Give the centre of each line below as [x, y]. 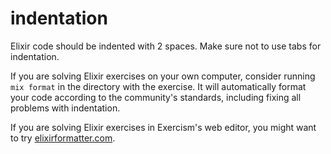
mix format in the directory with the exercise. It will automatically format [158, 86]
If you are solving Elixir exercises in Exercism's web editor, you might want [163, 127]
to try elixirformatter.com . [63, 138]
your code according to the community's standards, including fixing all [156, 97]
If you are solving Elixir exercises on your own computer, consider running [163, 76]
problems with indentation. [65, 108]
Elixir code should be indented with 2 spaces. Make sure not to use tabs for [166, 46]
